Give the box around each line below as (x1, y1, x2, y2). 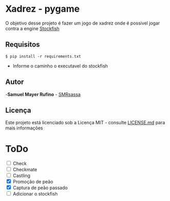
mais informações (5, 125, 44, 131)
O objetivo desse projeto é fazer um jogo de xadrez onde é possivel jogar (5, 20, 160, 26)
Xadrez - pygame (5, 3, 80, 15)
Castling (12, 172, 31, 179)
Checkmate (12, 167, 37, 173)
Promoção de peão (12, 178, 54, 185)
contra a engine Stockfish (5, 25, 60, 31)
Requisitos (5, 40, 40, 49)
